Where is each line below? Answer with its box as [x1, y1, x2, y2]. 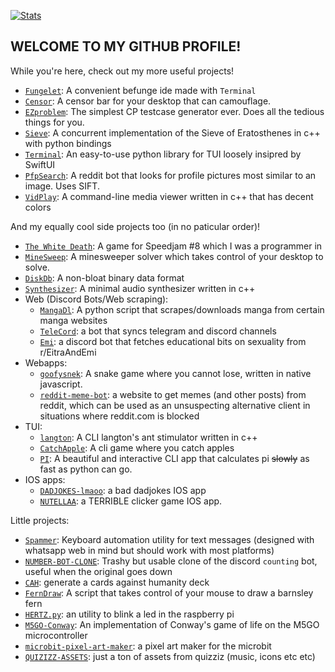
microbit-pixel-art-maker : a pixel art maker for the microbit [24, 640, 272, 652]
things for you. [24, 116, 85, 128]
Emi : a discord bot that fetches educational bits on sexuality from [39, 335, 307, 347]
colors [24, 201, 52, 213]
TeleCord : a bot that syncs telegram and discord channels [39, 325, 277, 337]
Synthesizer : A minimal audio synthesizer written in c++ [24, 282, 256, 294]
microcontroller [24, 629, 88, 641]
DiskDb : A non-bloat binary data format [24, 271, 185, 284]
